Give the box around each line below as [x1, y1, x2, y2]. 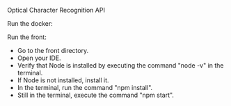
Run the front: [7, 33, 47, 41]
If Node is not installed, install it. [17, 76, 109, 84]
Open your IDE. [17, 54, 61, 62]
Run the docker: [7, 20, 54, 27]
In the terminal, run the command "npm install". [17, 84, 153, 91]
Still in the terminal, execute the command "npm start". [17, 91, 174, 99]
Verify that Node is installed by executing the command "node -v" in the [17, 61, 224, 69]
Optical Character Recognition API [7, 6, 106, 14]
